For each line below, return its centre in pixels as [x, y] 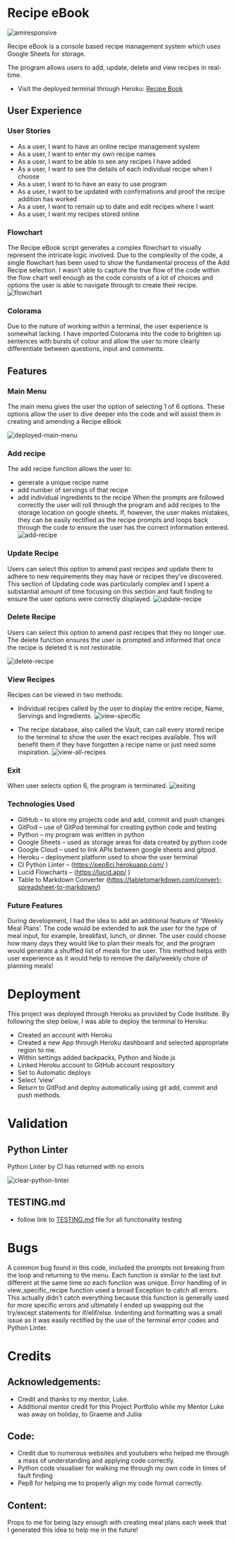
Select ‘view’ [36, 1080]
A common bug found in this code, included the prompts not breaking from [116, 1267]
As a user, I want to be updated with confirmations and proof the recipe [121, 191]
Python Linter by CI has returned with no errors [76, 1166]
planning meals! [30, 965]
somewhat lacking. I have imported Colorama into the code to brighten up [114, 334]
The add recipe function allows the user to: [70, 469]
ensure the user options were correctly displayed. [79, 599]
